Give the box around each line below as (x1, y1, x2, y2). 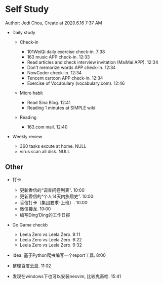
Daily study (12, 29, 36, 35)
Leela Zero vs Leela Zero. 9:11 (19, 231, 81, 237)
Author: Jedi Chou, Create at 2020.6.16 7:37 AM (5, 20, 102, 26)
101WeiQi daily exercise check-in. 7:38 (27, 49, 105, 55)
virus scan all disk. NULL (19, 148, 70, 154)
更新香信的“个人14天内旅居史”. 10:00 (19, 193, 94, 199)
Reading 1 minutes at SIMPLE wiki (27, 105, 95, 111)
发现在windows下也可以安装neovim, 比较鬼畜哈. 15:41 (12, 273, 121, 279)
